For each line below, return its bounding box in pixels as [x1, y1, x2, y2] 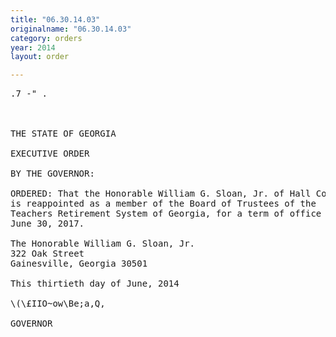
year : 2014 [10, 42, 56, 53]
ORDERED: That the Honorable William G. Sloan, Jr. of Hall [10, 188, 312, 200]
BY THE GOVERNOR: [10, 168, 95, 180]
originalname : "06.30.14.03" [10, 24, 132, 34]
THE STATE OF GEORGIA [10, 128, 117, 140]
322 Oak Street [10, 248, 85, 260]
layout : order [10, 52, 70, 62]
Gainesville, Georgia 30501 [10, 258, 148, 270]
